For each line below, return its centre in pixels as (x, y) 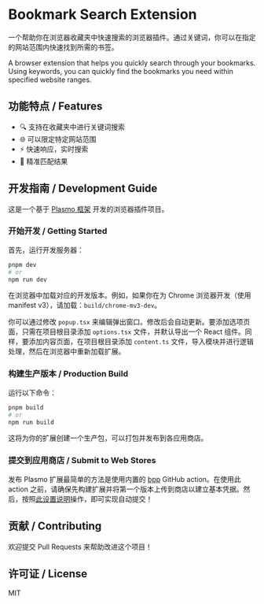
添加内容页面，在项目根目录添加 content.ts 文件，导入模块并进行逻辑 (141, 342)
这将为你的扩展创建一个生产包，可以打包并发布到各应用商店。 (108, 438)
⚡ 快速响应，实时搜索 (54, 149)
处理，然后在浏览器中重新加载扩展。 (67, 351)
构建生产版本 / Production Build (68, 374)
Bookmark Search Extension (103, 15)
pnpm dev (22, 265)
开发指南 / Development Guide (83, 189)
